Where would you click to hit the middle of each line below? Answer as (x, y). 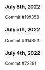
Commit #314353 (22, 40)
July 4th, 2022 (23, 53)
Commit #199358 (22, 17)
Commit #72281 (21, 63)
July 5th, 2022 (22, 30)
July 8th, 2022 (22, 7)
